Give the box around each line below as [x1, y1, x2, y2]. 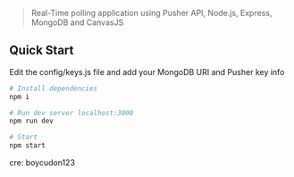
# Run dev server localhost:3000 [9, 108, 134, 117]
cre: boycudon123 [9, 157, 76, 168]
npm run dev [9, 116, 54, 126]
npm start [9, 141, 46, 150]
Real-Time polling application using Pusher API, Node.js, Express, [30, 8, 273, 18]
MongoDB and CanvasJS [30, 17, 124, 28]
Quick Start [9, 43, 74, 58]
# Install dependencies [9, 84, 98, 93]
